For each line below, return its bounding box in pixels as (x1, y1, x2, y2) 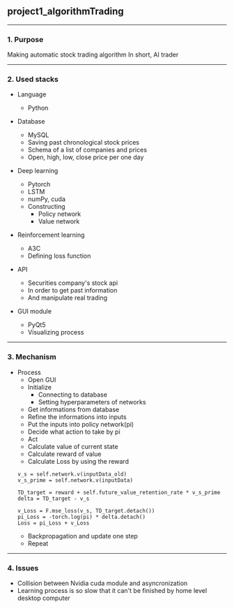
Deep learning (17, 167, 58, 175)
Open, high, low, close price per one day (27, 153, 144, 161)
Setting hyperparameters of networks (38, 397, 146, 406)
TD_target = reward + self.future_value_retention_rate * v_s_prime (17, 489, 221, 496)
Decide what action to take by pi (27, 427, 120, 436)
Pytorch (27, 180, 51, 189)
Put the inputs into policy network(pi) (27, 420, 134, 428)
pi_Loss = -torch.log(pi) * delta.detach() (17, 513, 146, 520)
